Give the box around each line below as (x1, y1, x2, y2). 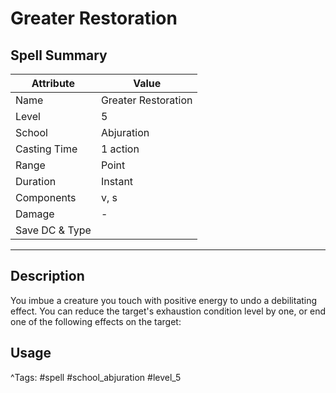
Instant (100, 175, 134, 188)
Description (10, 268, 85, 285)
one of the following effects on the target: (10, 315, 182, 327)
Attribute (31, 77, 76, 90)
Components (15, 191, 77, 204)
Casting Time (15, 142, 78, 156)
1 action (100, 142, 140, 156)
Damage (15, 207, 55, 221)
